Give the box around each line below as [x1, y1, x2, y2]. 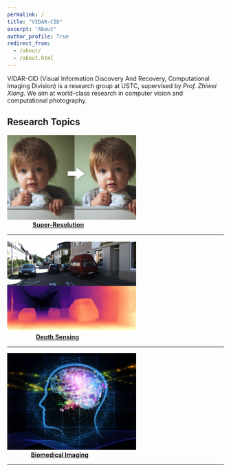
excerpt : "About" [7, 25, 57, 32]
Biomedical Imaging [30, 451, 89, 459]
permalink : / [7, 11, 45, 18]
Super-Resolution [32, 220, 85, 228]
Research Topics [7, 116, 80, 128]
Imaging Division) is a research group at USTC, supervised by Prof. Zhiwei [7, 81, 217, 89]
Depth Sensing [35, 333, 79, 341]
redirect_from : [7, 40, 51, 47]
